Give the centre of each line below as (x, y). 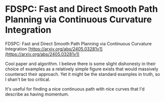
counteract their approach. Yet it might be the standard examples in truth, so (82, 74)
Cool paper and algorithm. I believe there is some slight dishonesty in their (81, 64)
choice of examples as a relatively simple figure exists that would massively (82, 69)
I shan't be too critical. (28, 79)
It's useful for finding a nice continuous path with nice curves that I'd (75, 89)
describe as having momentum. (37, 94)
